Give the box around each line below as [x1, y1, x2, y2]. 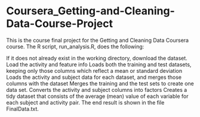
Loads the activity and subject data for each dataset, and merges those [6, 73, 182, 81]
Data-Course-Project [6, 17, 113, 30]
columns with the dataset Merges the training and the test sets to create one [6, 79, 194, 87]
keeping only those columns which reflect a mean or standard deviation [6, 67, 183, 74]
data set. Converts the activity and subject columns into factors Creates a [6, 86, 187, 93]
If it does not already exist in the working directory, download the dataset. [6, 54, 188, 61]
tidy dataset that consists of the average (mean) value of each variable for [6, 93, 189, 100]
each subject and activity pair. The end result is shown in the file [6, 98, 165, 106]
